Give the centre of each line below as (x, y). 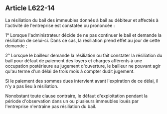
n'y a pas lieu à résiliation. (32, 86)
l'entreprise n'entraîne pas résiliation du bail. (51, 106)
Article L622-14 (30, 8)
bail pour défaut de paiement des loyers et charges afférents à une (74, 60)
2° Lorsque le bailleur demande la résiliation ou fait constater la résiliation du (84, 55)
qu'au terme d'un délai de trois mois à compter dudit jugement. (70, 71)
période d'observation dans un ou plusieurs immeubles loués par (72, 101)
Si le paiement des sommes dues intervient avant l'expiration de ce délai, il (82, 81)
